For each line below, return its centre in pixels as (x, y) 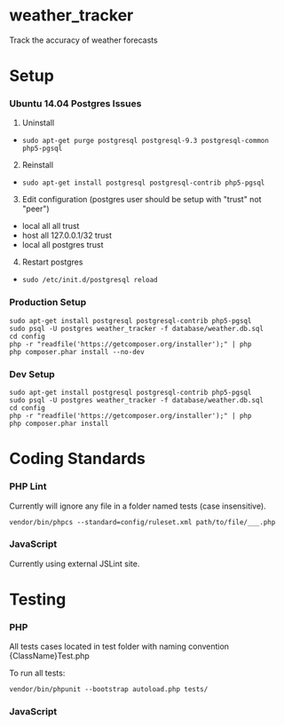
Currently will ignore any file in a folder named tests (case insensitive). (138, 506)
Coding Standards (78, 459)
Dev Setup (32, 374)
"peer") (36, 209)
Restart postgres (52, 262)
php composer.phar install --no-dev (77, 351)
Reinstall (38, 165)
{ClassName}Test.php (50, 656)
